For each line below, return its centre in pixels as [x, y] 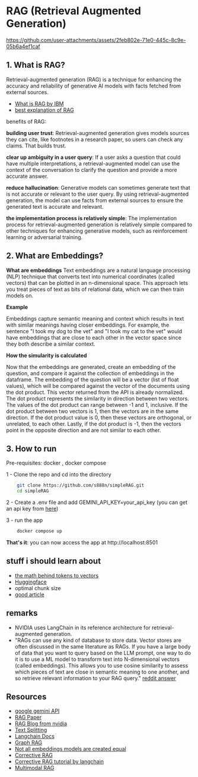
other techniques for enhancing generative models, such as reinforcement [97, 231]
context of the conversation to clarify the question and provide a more [92, 170]
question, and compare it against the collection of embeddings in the [90, 373]
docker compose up [39, 531]
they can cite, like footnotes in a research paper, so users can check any [95, 139]
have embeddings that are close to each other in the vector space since [94, 337]
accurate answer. [27, 176]
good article [29, 594]
